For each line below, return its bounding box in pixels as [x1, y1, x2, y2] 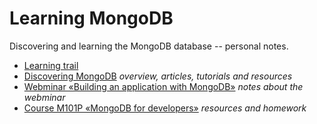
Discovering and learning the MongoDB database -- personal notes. [9, 40, 289, 52]
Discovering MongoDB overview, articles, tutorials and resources [23, 70, 293, 82]
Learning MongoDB [9, 7, 174, 30]
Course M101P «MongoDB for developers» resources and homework [23, 102, 307, 114]
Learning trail [23, 59, 79, 71]
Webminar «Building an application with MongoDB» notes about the [23, 80, 304, 92]
